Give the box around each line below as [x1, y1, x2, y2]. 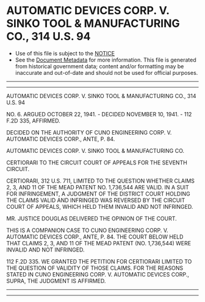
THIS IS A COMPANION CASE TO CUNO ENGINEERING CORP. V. [6, 226, 169, 234]
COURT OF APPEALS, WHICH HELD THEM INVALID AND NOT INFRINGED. [6, 203, 193, 210]
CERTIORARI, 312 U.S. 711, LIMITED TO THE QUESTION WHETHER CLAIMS [6, 177, 195, 184]
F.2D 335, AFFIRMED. [6, 117, 61, 124]
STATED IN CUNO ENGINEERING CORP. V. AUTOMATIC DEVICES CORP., [6, 270, 189, 278]
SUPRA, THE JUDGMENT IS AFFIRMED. [6, 277, 106, 284]
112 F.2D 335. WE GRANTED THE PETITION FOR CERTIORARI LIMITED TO [6, 258, 192, 265]
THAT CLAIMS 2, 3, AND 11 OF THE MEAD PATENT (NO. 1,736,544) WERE [6, 239, 191, 247]
